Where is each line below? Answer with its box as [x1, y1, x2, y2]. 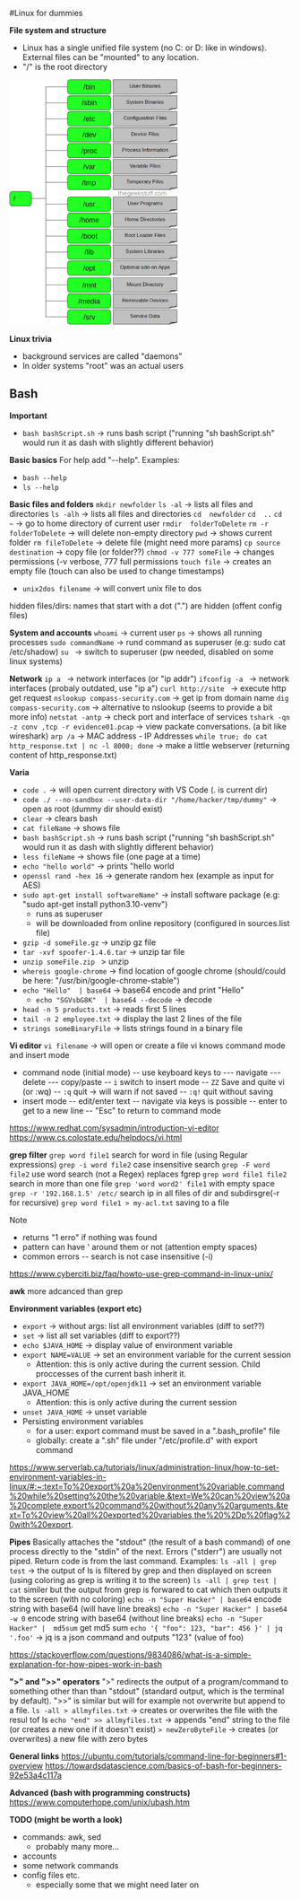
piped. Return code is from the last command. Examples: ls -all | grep [9, 1555, 277, 1566]
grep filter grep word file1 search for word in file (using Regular [9, 1149, 248, 1160]
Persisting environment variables [21, 1415, 144, 1426]
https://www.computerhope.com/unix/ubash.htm [9, 1797, 190, 1807]
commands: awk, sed [21, 1831, 101, 1842]
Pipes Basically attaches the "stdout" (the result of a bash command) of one [9, 1536, 291, 1547]
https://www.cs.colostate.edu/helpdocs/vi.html [9, 1132, 183, 1142]
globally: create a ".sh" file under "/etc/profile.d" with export [35, 1435, 258, 1446]
